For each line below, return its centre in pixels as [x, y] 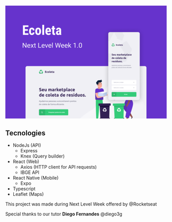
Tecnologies [25, 133]
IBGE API [30, 172]
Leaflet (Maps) [28, 194]
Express [29, 151]
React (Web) [26, 162]
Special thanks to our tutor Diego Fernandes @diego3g [64, 214]
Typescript [24, 189]
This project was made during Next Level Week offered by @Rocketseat [81, 204]
